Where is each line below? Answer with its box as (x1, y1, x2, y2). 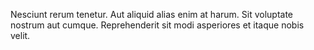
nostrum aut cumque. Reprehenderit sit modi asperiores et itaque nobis (10, 19, 305, 31)
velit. (10, 30, 31, 41)
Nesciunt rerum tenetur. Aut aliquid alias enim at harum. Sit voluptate (10, 9, 294, 20)
